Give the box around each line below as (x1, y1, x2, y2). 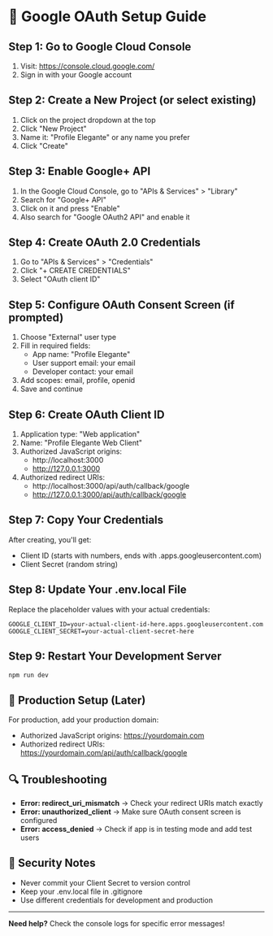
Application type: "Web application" (19, 429, 141, 439)
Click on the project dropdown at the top (19, 115, 156, 124)
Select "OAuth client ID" (19, 274, 101, 284)
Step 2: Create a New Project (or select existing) (8, 94, 257, 107)
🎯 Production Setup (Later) (8, 693, 146, 707)
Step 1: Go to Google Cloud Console (8, 40, 192, 54)
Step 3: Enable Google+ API (8, 164, 151, 178)
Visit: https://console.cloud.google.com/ (19, 61, 155, 71)
